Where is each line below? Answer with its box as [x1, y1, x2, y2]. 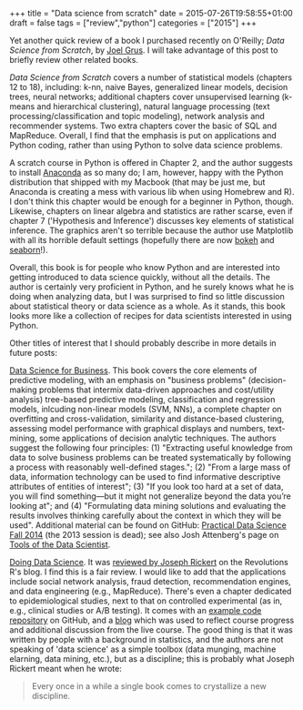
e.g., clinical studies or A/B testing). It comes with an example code [9, 605, 262, 615]
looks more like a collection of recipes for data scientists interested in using [9, 310, 293, 321]
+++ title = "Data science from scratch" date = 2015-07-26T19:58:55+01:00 [9, 8, 293, 18]
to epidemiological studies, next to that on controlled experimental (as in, [9, 595, 283, 606]
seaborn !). [9, 245, 48, 255]
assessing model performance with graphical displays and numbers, [9, 423, 266, 433]
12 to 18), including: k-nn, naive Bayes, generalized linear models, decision [9, 82, 288, 92]
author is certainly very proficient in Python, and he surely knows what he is [9, 281, 294, 292]
